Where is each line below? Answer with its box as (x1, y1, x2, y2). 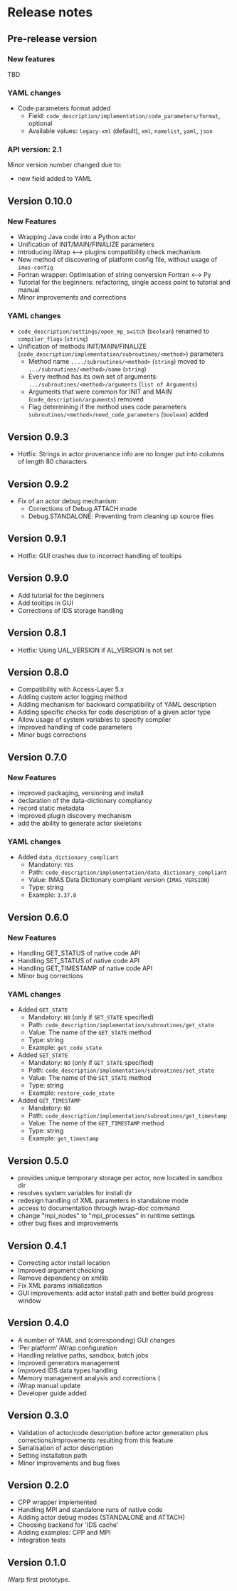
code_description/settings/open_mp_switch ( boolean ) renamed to (17, 327, 210, 335)
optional (28, 119, 53, 128)
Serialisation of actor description (17, 1443, 114, 1452)
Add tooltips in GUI (17, 599, 73, 607)
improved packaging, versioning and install (17, 789, 144, 797)
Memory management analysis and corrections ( (17, 1373, 161, 1382)
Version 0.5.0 (7, 1155, 69, 1167)
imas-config (17, 264, 53, 271)
